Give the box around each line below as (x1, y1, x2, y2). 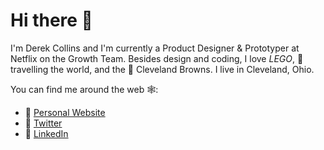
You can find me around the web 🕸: (10, 83, 159, 95)
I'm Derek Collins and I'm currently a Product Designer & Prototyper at (10, 42, 300, 54)
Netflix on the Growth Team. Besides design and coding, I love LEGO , (10, 52, 296, 64)
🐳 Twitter (24, 117, 63, 129)
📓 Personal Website (24, 106, 106, 118)
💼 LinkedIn (24, 127, 69, 139)
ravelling (10, 63, 49, 75)
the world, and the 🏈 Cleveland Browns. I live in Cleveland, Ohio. (50, 63, 315, 75)
